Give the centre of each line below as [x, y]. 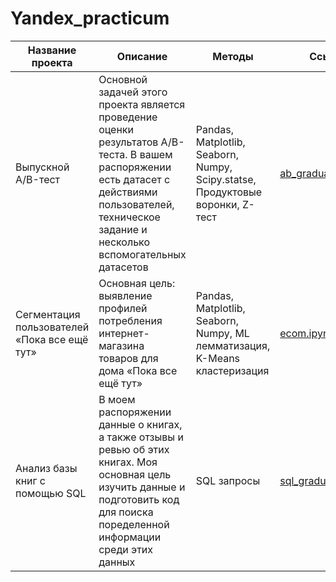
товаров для [128, 358]
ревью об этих [134, 449]
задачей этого [133, 92]
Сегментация [48, 314]
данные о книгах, [140, 424]
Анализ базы [46, 468]
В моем [117, 399]
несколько [124, 242]
